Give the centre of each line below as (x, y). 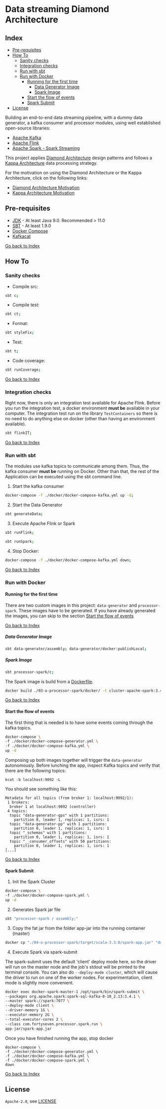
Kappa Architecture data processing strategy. (51, 163)
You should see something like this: (41, 789)
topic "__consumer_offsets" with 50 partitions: (61, 842)
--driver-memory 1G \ (27, 1010)
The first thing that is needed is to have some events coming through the (79, 722)
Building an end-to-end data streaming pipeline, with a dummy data (74, 117)
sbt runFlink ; (20, 533)
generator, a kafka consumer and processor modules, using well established (83, 123)
